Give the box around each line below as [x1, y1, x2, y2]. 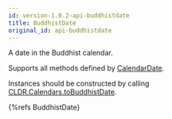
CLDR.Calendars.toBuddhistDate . [8, 87, 117, 97]
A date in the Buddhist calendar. [8, 48, 113, 58]
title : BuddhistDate [8, 19, 77, 27]
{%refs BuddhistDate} [8, 102, 80, 112]
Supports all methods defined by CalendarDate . [8, 63, 165, 73]
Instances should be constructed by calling [8, 79, 150, 88]
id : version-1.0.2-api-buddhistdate [8, 11, 130, 20]
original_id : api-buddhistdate [8, 26, 112, 34]
